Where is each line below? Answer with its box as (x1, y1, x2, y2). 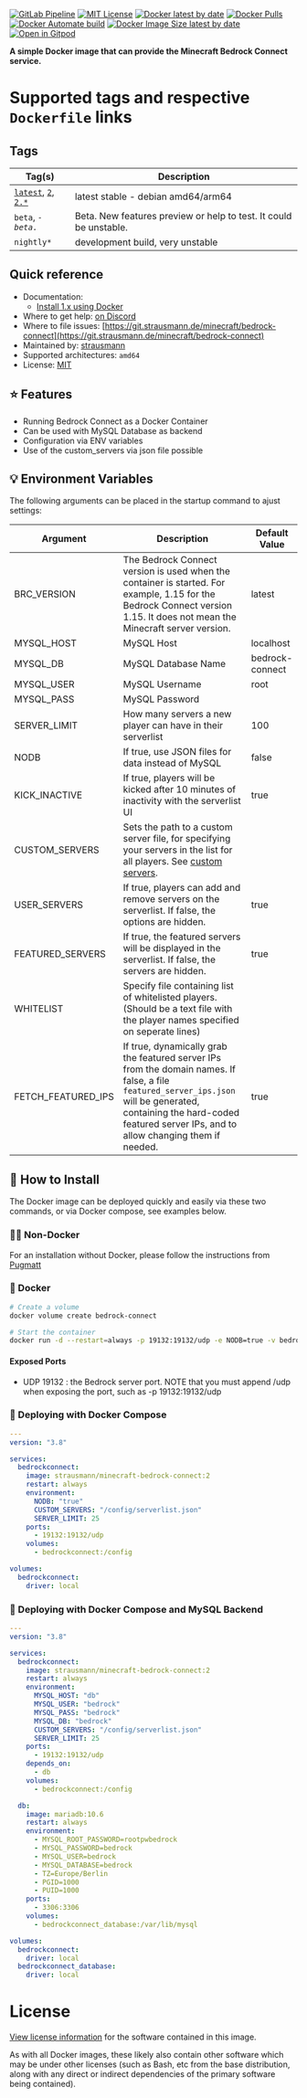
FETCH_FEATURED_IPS (14, 1090, 114, 1103)
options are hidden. (122, 916, 206, 928)
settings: (9, 505, 43, 516)
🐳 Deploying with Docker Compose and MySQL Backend (9, 1603, 263, 1616)
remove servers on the (122, 893, 220, 906)
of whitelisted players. (122, 991, 217, 1004)
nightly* (14, 238, 52, 247)
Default (255, 526, 289, 539)
